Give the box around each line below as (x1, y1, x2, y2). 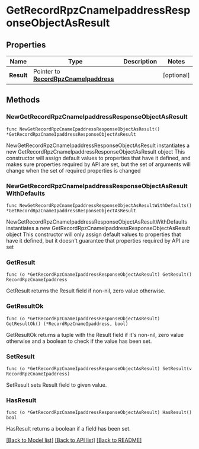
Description (123, 58, 158, 65)
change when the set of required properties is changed (6, 167, 141, 174)
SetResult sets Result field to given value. (6, 381, 107, 389)
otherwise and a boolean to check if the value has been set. (6, 337, 152, 345)
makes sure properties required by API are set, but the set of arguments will (6, 161, 191, 168)
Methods (6, 95, 40, 105)
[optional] (162, 71, 190, 79)
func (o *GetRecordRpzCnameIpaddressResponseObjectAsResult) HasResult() (6, 410, 192, 416)
